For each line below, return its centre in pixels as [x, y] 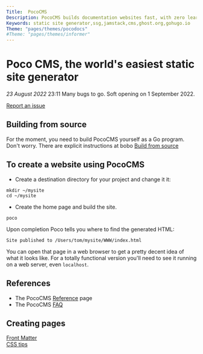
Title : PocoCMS [27, 12]
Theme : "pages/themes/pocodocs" [47, 29]
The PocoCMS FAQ [39, 304]
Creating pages [36, 323]
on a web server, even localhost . [47, 264]
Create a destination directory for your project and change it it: [93, 179]
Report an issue [26, 106]
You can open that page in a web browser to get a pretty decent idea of [95, 251]
